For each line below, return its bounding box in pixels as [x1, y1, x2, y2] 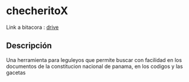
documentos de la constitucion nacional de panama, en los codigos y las [6, 63, 183, 70]
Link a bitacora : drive [6, 24, 59, 31]
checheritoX [6, 4, 69, 18]
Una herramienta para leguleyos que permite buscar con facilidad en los [6, 56, 182, 63]
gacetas [6, 69, 26, 76]
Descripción [6, 41, 52, 51]
